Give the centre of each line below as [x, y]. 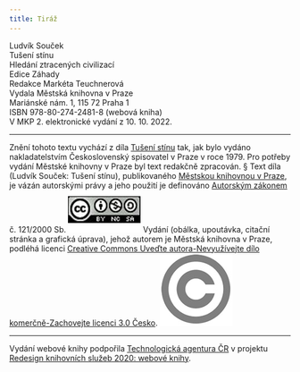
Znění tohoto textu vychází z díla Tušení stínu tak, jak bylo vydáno [130, 147]
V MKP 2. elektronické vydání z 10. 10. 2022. [91, 122]
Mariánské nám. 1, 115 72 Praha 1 [69, 102]
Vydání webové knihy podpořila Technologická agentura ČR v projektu [138, 348]
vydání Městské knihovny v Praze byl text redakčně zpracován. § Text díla [145, 166]
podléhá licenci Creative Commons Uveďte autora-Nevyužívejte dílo [135, 248]
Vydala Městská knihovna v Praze [71, 93]
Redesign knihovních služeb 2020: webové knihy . [100, 358]
